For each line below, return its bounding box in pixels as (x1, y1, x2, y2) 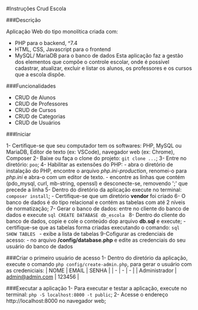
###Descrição (6, 17, 41, 23)
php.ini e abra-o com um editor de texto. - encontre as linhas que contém (6, 174, 185, 180)
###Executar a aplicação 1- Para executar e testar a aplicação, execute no (6, 285, 187, 292)
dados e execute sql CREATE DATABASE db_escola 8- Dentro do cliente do (6, 212, 186, 218)
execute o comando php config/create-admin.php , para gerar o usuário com (6, 261, 192, 267)
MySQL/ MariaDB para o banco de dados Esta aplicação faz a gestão (14, 52, 184, 59)
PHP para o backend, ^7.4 (14, 40, 78, 46)
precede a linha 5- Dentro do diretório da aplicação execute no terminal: (6, 186, 182, 193)
